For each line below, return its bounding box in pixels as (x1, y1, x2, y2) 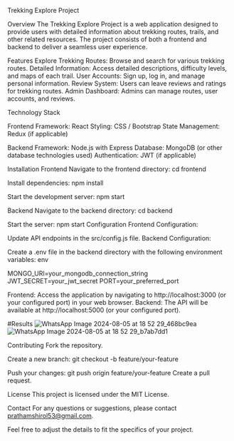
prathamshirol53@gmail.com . (7, 412, 94, 420)
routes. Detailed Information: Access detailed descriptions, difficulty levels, (7, 64, 228, 72)
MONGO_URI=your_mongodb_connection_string (7, 269, 148, 278)
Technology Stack (7, 108, 60, 116)
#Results (7, 320, 33, 328)
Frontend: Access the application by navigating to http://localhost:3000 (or (7, 290, 226, 299)
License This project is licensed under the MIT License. (7, 390, 169, 398)
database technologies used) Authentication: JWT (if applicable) (7, 151, 197, 159)
